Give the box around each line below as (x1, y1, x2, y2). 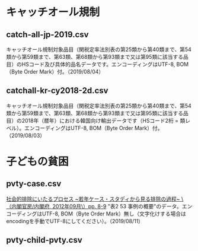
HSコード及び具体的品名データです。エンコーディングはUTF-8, (21, 61, 175, 68)
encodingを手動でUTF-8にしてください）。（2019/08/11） (6, 217, 144, 224)
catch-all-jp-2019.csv (6, 29, 89, 39)
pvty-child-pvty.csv (6, 235, 82, 245)
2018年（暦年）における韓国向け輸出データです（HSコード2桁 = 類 (21, 117, 186, 124)
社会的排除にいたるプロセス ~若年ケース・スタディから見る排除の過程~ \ (6, 195, 184, 202)
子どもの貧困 (6, 155, 69, 168)
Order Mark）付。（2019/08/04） (23, 68, 104, 75)
